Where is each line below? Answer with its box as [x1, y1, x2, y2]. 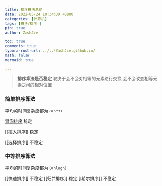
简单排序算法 [5, 96, 36, 103]
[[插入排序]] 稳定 [5, 129, 39, 135]
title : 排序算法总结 [5, 7, 43, 12]
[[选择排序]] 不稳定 [5, 139, 43, 145]
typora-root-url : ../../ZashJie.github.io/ [5, 48, 96, 53]
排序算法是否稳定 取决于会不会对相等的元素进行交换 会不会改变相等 [17, 76, 153, 82]
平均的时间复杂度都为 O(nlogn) [5, 165, 67, 171]
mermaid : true [5, 57, 34, 62]
